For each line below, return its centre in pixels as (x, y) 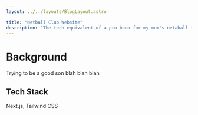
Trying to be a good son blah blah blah (53, 73)
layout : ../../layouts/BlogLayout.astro (57, 11)
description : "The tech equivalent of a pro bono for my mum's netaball (97, 28)
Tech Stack (27, 92)
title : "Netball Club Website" (44, 22)
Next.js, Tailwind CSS (32, 106)
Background (37, 57)
